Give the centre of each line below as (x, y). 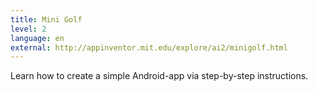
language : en (37, 38)
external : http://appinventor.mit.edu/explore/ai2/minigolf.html (149, 47)
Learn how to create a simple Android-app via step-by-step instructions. (159, 76)
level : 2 (28, 29)
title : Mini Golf (46, 19)
